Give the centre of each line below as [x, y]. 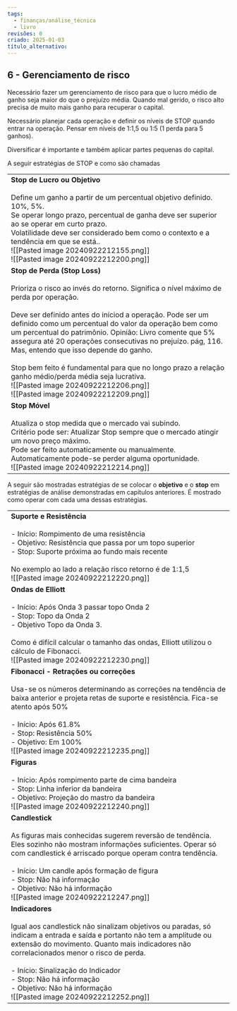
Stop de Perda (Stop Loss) [56, 270]
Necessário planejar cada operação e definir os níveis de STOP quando [111, 121]
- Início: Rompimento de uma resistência [78, 533]
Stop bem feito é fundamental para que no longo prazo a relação [118, 368]
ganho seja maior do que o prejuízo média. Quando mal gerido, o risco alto [116, 99]
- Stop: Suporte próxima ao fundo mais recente [89, 551]
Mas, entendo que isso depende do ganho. [82, 350]
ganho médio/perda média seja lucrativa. [78, 376]
